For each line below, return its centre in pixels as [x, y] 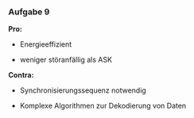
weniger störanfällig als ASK [66, 60]
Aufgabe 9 [29, 12]
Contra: [21, 75]
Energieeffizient [46, 44]
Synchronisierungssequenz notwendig [83, 90]
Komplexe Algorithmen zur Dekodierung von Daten [103, 106]
